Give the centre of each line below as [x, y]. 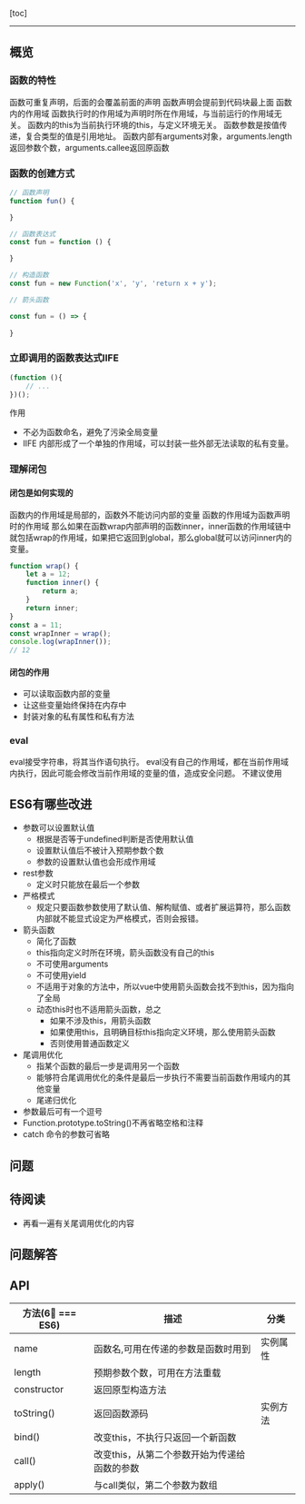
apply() [30, 1484]
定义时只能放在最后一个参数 [88, 885]
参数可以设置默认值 [59, 828]
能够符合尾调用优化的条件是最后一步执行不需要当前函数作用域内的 [159, 1078]
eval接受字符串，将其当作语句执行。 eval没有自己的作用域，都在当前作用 [145, 761]
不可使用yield [61, 975]
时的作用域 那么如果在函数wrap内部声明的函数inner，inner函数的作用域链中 [150, 526]
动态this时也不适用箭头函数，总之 [98, 1009]
